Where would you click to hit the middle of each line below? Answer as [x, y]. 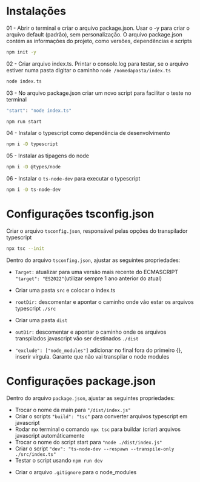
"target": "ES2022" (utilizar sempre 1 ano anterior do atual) [88, 278]
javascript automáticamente [50, 435]
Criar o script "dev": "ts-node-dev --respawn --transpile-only [95, 449]
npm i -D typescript [32, 144]
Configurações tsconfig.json [80, 214]
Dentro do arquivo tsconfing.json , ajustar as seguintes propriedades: [93, 260]
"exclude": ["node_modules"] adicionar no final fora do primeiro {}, [99, 350]
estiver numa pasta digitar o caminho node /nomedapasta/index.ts [89, 70]
